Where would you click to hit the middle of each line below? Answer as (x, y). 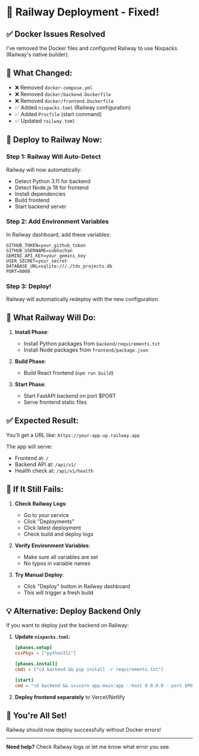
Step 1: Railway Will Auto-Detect (54, 157)
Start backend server (41, 206)
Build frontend (32, 200)
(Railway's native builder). (38, 55)
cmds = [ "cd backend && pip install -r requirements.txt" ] (89, 669)
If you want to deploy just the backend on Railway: (68, 626)
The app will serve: (29, 446)
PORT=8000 (18, 271)
